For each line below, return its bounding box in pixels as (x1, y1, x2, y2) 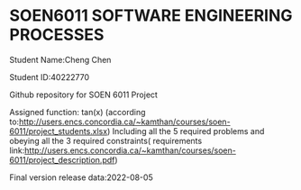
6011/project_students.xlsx (9, 125, 108, 136)
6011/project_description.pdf (9, 154, 115, 165)
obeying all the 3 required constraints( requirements (9, 135, 203, 146)
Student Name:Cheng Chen (9, 54, 112, 65)
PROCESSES (9, 24, 105, 45)
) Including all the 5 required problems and (106, 125, 265, 136)
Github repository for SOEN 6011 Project (9, 89, 158, 100)
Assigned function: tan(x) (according (9, 106, 146, 117)
